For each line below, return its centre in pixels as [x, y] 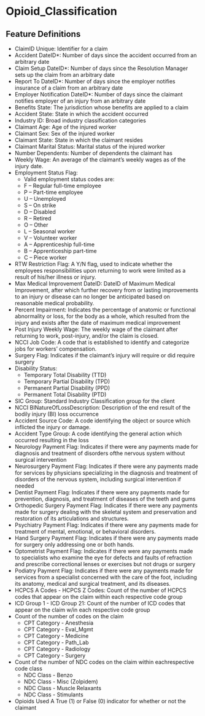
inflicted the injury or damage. [53, 427]
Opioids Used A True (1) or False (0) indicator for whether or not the [100, 701]
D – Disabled [40, 212]
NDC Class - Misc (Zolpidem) [61, 682]
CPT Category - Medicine [56, 636]
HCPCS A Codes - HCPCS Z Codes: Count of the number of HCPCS [100, 590]
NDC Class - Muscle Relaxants [63, 688]
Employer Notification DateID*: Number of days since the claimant [99, 94]
